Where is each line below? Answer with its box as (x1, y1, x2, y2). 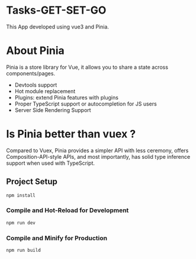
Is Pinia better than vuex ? (6, 127, 136, 141)
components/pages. (6, 69, 55, 77)
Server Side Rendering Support (14, 106, 91, 113)
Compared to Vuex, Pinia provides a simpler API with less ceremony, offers (6, 146, 189, 154)
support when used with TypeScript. (6, 159, 95, 167)
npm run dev (6, 220, 36, 226)
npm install (6, 192, 36, 199)
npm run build (6, 247, 41, 253)
